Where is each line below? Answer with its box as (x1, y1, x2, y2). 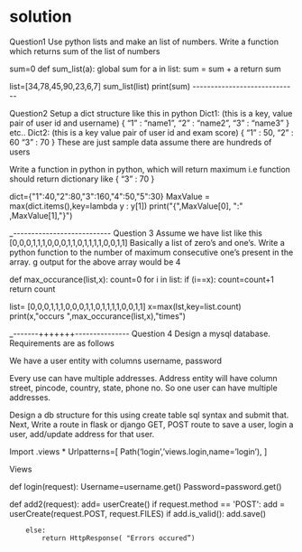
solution (9, 6, 72, 27)
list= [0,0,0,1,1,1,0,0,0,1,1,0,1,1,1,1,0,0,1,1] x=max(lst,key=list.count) (9, 301, 242, 312)
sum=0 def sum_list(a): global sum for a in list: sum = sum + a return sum (9, 63, 281, 74)
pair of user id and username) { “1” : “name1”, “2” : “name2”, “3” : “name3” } (9, 117, 290, 128)
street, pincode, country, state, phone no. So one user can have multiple (9, 382, 278, 393)
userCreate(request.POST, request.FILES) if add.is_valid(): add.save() (9, 508, 267, 519)
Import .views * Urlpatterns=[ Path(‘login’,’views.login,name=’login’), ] (9, 445, 268, 457)
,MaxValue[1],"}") (9, 210, 73, 220)
